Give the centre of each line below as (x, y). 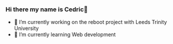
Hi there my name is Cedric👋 (47, 9)
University (26, 28)
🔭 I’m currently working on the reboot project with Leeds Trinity (91, 22)
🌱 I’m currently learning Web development (65, 35)
